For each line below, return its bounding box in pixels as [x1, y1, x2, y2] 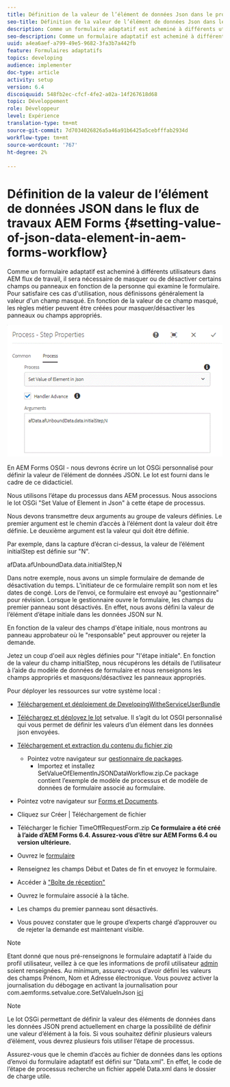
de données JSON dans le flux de [7, 201, 200, 216]
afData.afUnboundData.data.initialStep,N [7, 560, 122, 569]
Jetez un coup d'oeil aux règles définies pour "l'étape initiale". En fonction [7, 652, 216, 660]
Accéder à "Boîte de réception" [16, 878, 106, 886]
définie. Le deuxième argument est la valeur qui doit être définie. [7, 527, 190, 535]
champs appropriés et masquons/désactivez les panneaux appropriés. [7, 674, 207, 682]
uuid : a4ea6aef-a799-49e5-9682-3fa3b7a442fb [7, 40, 136, 47]
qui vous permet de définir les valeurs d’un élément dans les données [16, 721, 214, 729]
